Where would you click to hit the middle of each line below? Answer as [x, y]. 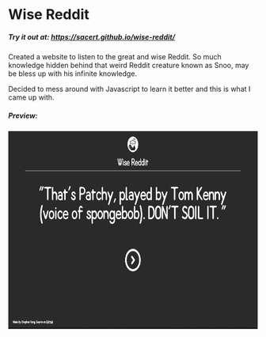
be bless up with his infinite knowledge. [72, 74]
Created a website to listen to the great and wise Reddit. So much [115, 57]
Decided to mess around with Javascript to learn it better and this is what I [129, 89]
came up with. [31, 97]
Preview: [23, 115]
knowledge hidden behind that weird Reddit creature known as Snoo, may [129, 66]
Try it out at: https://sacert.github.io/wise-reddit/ [92, 36]
